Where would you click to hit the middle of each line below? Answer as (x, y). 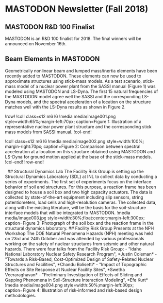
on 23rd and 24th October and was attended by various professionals (75, 238)
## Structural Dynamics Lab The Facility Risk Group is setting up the (75, 171)
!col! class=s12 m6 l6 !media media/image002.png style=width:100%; (74, 141)
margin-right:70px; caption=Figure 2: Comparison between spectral (73, 146)
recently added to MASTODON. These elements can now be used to (73, 76)
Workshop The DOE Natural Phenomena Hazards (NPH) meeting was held (79, 233)
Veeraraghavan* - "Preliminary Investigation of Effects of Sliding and (73, 275)
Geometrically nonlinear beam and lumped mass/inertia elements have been (81, 71)
